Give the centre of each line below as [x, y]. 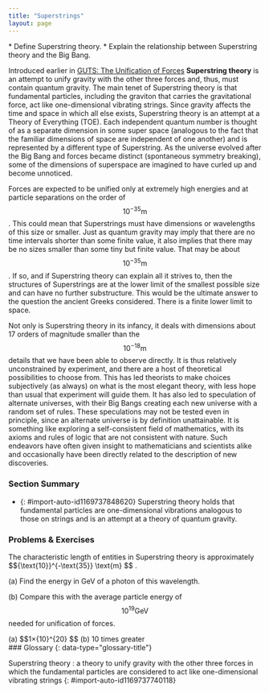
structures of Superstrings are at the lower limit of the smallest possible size [134, 284]
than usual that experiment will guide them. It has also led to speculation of [132, 394]
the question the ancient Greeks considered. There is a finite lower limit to [130, 301]
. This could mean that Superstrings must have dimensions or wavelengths [132, 224]
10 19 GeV [135, 610]
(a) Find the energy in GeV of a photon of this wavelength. [104, 581]
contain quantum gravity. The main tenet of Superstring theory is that [123, 87]
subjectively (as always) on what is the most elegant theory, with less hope [132, 386]
